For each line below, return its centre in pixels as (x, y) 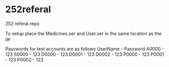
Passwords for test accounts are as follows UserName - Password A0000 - (85, 49)
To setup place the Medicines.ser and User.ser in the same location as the (83, 33)
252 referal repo (23, 24)
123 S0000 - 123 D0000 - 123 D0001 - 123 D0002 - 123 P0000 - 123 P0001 (85, 54)
